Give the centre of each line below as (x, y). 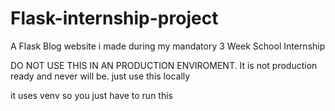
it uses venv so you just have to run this (91, 95)
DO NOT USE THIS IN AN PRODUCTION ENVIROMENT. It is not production (164, 65)
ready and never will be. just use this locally (100, 76)
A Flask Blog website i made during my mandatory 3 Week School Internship (168, 46)
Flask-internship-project (114, 18)
